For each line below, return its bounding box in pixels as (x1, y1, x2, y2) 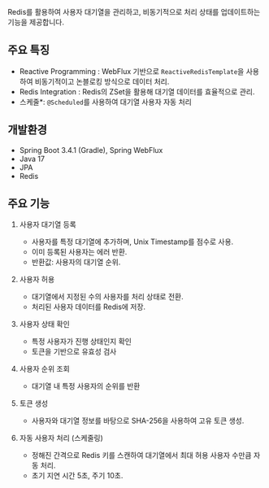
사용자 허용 (19, 275, 55, 285)
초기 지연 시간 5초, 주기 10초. (31, 471, 124, 481)
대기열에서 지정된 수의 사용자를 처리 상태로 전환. (31, 292, 184, 302)
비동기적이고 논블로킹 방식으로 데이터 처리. (34, 76, 170, 86)
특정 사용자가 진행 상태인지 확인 (31, 337, 132, 346)
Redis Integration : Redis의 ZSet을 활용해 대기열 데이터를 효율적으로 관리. (19, 86, 255, 96)
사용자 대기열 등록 (19, 220, 76, 229)
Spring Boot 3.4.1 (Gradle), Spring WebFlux (19, 145, 163, 155)
